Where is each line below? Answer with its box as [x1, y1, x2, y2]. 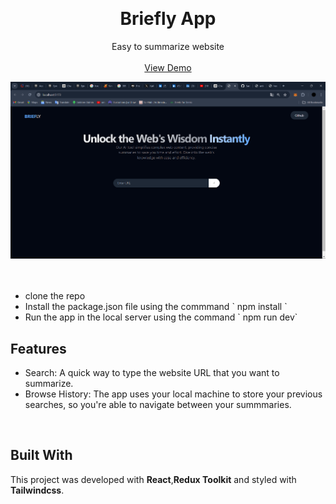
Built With [10, 447, 73, 464]
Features [10, 340, 67, 357]
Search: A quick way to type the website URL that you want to [24, 367, 280, 379]
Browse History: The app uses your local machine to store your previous [24, 388, 323, 400]
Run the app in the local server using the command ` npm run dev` [24, 311, 298, 323]
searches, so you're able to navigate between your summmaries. [24, 399, 292, 411]
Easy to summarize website [111, 40, 225, 52]
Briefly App [119, 8, 217, 30]
